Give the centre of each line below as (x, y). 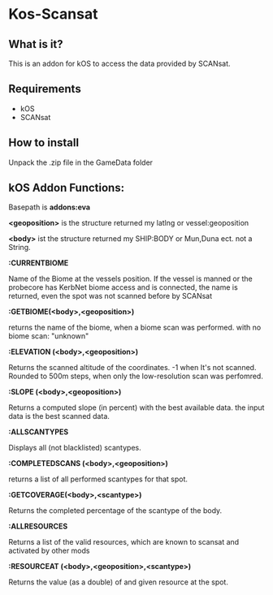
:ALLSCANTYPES (39, 432)
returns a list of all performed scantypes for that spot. (98, 479)
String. (19, 248)
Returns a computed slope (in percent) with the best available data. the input (136, 407)
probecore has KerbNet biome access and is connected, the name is (123, 287)
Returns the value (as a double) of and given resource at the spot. (119, 582)
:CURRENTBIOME (39, 263)
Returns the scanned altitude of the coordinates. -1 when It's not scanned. (132, 368)
